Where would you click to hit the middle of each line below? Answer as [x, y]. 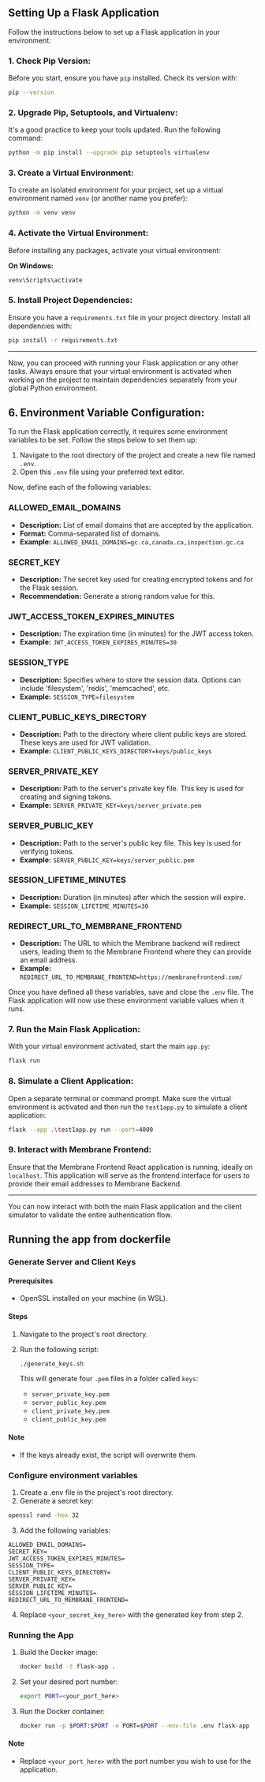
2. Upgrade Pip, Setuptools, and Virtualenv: [93, 112]
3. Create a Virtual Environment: [71, 173]
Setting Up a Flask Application [84, 13]
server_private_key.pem [71, 1395]
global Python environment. [53, 388]
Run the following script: [59, 1349]
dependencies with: [40, 326]
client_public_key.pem [69, 1420]
